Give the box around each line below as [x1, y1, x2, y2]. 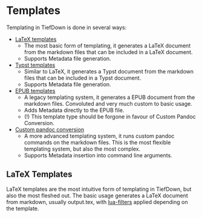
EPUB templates [15, 87, 56, 94]
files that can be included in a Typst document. [24, 74, 142, 81]
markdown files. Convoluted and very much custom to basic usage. [24, 100, 192, 107]
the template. [6, 205, 39, 212]
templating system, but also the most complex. [24, 145, 141, 152]
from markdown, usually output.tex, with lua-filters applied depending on [6, 198, 188, 205]
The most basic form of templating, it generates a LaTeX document [24, 42, 191, 49]
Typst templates [15, 61, 56, 69]
